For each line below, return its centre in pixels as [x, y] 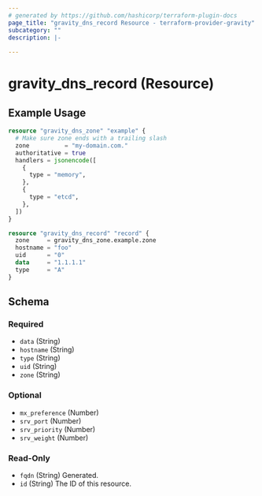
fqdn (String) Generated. [59, 475]
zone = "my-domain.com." [72, 145]
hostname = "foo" [44, 248]
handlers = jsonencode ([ [56, 160]
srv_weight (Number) [54, 438]
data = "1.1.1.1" [51, 263]
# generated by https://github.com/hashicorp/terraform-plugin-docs [123, 15]
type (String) [40, 358]
